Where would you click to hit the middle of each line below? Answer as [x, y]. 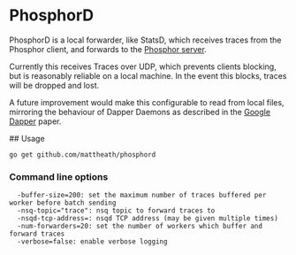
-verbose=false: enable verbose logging [92, 242]
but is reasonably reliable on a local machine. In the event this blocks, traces [148, 75]
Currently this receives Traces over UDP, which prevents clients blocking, [143, 66]
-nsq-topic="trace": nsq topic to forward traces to [116, 211]
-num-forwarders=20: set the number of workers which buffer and [140, 227]
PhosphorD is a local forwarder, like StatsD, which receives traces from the [145, 40]
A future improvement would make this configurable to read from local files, [147, 102]
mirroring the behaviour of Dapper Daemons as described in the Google [140, 112]
